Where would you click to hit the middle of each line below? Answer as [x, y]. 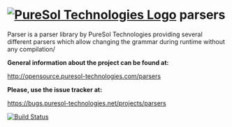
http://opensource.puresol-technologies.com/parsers [84, 76]
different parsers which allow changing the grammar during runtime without [116, 41]
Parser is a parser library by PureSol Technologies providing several [105, 34]
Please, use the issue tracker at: [55, 89]
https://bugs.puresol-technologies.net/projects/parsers [87, 103]
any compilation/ [31, 49]
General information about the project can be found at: [88, 62]
